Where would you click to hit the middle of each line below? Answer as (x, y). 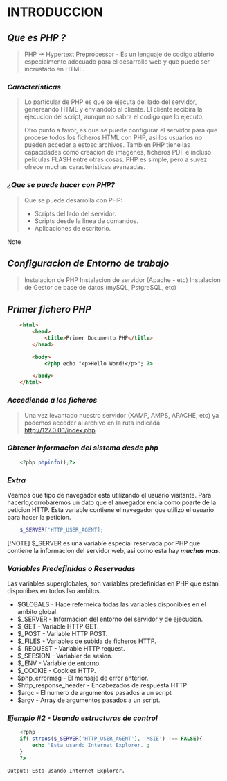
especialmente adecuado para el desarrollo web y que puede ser (117, 62)
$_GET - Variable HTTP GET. (58, 626)
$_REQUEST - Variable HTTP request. (71, 649)
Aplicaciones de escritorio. (73, 228)
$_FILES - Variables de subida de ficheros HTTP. (87, 641)
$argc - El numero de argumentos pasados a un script (94, 693)
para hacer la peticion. (39, 517)
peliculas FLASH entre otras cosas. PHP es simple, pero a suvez (116, 159)
